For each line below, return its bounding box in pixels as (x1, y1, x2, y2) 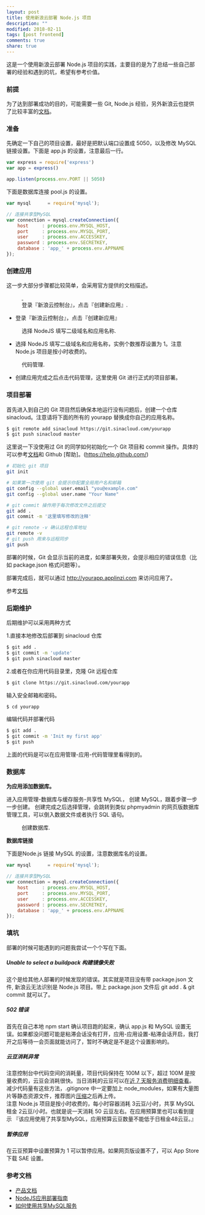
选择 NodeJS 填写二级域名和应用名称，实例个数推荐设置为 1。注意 (15, 340, 182, 347)
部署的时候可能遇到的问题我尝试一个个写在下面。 (6, 943, 130, 951)
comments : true (6, 37, 45, 43)
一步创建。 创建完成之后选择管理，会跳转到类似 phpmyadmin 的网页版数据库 (6, 803, 199, 811)
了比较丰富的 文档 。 (6, 108, 55, 115)
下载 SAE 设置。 (6, 1154, 47, 1162)
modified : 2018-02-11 (6, 26, 62, 32)
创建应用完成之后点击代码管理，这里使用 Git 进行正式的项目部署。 (15, 374, 182, 381)
